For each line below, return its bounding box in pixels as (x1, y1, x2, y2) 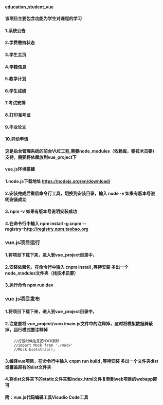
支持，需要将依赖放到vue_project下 (5, 154, 77, 160)
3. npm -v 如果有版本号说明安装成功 (5, 208, 77, 214)
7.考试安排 (5, 100, 26, 106)
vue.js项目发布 (5, 295, 40, 302)
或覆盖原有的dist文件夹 (5, 364, 52, 370)
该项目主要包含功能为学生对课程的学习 (5, 16, 82, 21)
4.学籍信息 (5, 64, 27, 70)
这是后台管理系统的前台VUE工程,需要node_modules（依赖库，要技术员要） (5, 148, 157, 154)
